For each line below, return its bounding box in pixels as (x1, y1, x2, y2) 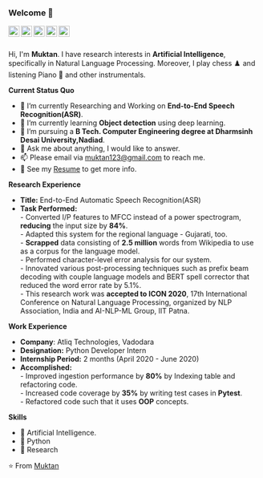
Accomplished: (19, 363, 72, 372)
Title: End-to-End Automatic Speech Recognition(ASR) (19, 196, 202, 205)
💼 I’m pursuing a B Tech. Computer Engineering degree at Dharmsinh (19, 127, 253, 136)
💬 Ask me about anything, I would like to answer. (19, 144, 180, 153)
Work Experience (8, 322, 67, 331)
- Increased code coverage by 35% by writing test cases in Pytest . (19, 388, 243, 398)
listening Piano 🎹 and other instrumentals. (8, 70, 146, 79)
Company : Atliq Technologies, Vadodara (19, 337, 155, 347)
